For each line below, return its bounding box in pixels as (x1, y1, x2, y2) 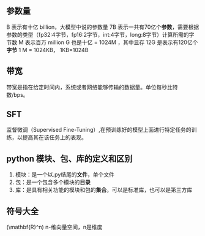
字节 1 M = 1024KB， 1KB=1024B (6, 46, 89, 53)
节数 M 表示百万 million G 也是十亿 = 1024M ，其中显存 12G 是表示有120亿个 (6, 39, 198, 46)
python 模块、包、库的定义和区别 (6, 153, 133, 164)
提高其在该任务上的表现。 (22, 134, 87, 141)
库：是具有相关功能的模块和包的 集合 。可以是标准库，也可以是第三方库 (15, 186, 193, 194)
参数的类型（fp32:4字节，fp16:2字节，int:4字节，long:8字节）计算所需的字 (6, 31, 195, 38)
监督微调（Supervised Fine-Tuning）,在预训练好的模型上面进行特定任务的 (6, 126, 192, 134)
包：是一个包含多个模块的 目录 (15, 178, 91, 186)
